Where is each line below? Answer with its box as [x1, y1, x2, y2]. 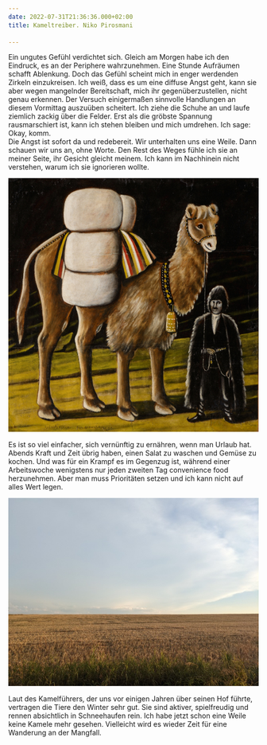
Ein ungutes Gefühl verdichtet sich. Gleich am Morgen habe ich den [8, 53, 230, 62]
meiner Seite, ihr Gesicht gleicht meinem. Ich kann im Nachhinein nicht [8, 154, 240, 163]
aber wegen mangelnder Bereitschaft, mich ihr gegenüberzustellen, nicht [8, 86, 248, 96]
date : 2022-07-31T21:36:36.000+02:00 [8, 13, 133, 21]
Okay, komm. [8, 128, 52, 138]
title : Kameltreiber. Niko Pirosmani [8, 21, 133, 29]
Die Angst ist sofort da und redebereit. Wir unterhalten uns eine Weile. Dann [8, 137, 257, 146]
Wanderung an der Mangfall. [8, 727, 102, 737]
